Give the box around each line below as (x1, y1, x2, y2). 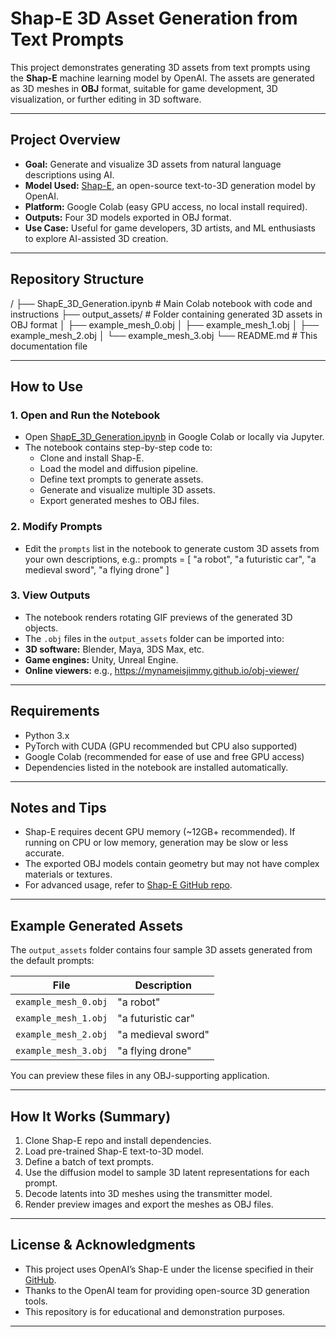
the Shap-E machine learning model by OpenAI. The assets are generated (10, 72, 315, 84)
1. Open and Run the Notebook (10, 408, 161, 422)
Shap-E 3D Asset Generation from (10, 7, 298, 30)
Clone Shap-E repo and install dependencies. (24, 1135, 212, 1147)
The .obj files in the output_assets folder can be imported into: (24, 632, 285, 644)
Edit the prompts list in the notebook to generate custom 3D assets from (24, 542, 320, 554)
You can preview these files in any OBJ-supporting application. (10, 1070, 270, 1082)
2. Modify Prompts (10, 520, 103, 534)
